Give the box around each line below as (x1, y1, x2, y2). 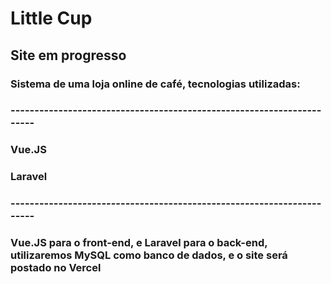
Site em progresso (10, 47, 127, 64)
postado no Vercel (10, 261, 102, 275)
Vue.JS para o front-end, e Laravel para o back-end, (10, 236, 268, 250)
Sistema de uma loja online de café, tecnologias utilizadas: (10, 77, 301, 91)
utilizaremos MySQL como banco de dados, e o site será (10, 248, 288, 262)
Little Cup (10, 7, 93, 30)
